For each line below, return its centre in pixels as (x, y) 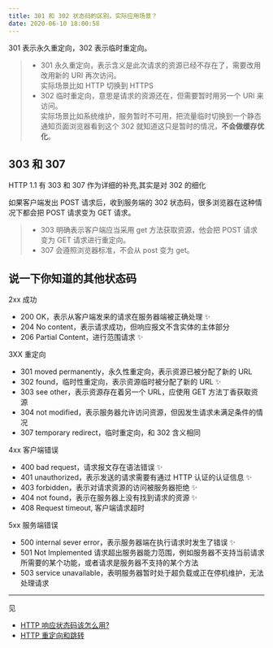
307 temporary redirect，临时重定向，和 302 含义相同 (110, 433)
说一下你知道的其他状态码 (72, 278)
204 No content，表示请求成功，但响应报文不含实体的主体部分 (125, 327)
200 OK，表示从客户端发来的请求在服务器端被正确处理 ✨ (115, 317)
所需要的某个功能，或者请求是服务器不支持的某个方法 (109, 563)
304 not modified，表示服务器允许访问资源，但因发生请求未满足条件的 (138, 412)
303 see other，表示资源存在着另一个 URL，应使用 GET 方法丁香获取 (136, 392)
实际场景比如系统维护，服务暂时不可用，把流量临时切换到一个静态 (151, 115)
